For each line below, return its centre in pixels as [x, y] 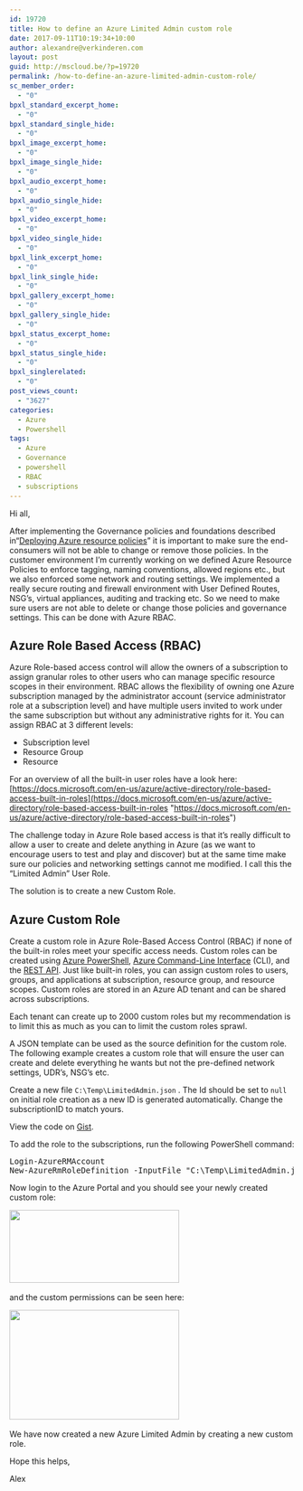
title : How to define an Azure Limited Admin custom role [121, 28]
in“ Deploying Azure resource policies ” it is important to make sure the [139, 540]
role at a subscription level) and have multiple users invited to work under [146, 706]
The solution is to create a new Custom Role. [93, 892]
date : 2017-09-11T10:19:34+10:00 [72, 38]
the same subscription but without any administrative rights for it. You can [147, 715]
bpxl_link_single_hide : [54, 277]
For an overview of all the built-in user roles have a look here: [123, 779]
